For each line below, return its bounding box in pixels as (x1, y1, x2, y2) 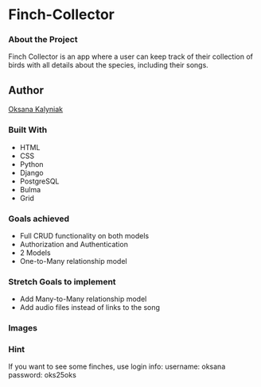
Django (19, 168, 44, 177)
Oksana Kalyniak (8, 105, 64, 114)
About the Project (8, 34, 78, 45)
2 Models (19, 248, 51, 257)
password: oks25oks (8, 370, 77, 380)
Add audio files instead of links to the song (19, 303, 161, 312)
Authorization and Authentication (19, 239, 129, 249)
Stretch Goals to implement (8, 276, 117, 287)
